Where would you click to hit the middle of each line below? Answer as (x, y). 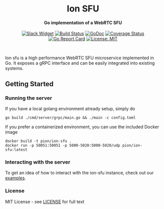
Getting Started (29, 84)
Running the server (29, 98)
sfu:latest (16, 150)
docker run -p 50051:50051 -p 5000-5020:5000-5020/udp (63, 145)
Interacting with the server (38, 162)
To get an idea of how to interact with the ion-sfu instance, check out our (80, 173)
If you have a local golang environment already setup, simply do (70, 109)
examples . (16, 178)
